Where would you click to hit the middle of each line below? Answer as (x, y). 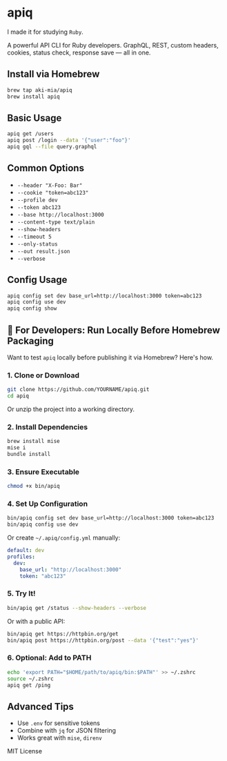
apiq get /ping (29, 685)
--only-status (37, 244)
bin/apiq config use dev (43, 525)
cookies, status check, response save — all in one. (79, 52)
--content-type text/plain (56, 222)
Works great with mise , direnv (59, 738)
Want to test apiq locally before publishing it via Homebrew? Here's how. (110, 357)
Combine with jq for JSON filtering (66, 731)
